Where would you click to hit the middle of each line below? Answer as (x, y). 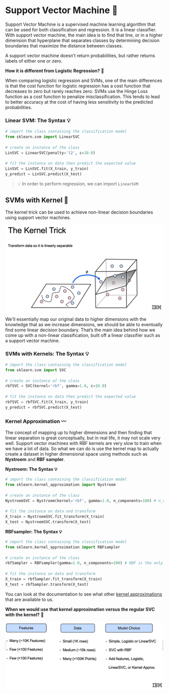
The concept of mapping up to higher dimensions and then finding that (78, 433)
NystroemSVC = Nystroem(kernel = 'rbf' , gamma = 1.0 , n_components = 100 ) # (81, 501)
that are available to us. (29, 599)
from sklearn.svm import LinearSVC (43, 137)
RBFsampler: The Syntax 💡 (34, 531)
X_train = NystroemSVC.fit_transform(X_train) (55, 517)
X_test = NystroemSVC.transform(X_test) (48, 522)
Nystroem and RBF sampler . (35, 460)
